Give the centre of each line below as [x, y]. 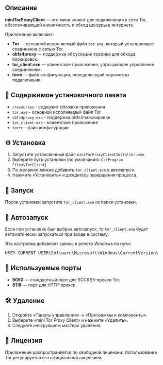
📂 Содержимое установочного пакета [66, 95]
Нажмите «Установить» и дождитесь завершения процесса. [75, 175]
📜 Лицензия [24, 340]
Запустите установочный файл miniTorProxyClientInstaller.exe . [79, 155]
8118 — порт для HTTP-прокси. [44, 285]
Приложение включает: [30, 34]
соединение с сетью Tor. [38, 49]
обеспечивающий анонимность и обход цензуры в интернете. [70, 25]
